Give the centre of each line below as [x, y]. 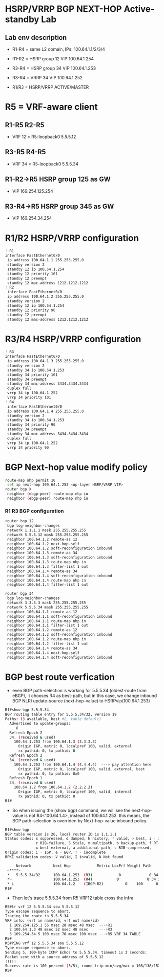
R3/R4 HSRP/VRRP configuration [73, 339]
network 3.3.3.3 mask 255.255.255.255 [47, 603]
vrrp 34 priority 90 [28, 447]
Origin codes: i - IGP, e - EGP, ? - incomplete [55, 853]
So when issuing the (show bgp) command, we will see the [71, 810]
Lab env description [36, 37]
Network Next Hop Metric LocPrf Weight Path [84, 866]
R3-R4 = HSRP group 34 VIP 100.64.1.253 [54, 68]
